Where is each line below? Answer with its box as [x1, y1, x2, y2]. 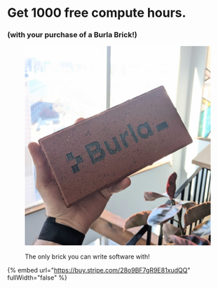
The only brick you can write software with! [25, 252, 151, 261]
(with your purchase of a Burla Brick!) [7, 30, 138, 40]
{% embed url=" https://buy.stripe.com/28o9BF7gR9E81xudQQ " [7, 266, 191, 275]
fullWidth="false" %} [7, 273, 68, 282]
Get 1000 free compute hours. [7, 5, 186, 21]
